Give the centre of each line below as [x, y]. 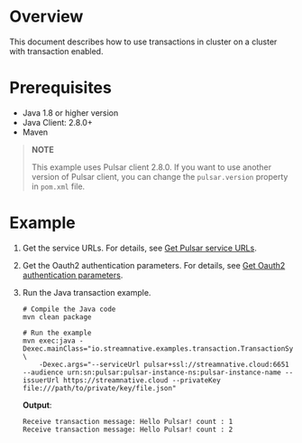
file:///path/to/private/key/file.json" [99, 388]
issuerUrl [41, 380]
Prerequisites [61, 88]
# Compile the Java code [69, 309]
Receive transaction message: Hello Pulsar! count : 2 [128, 429]
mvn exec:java [49, 341]
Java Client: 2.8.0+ [57, 122]
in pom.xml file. [58, 186]
